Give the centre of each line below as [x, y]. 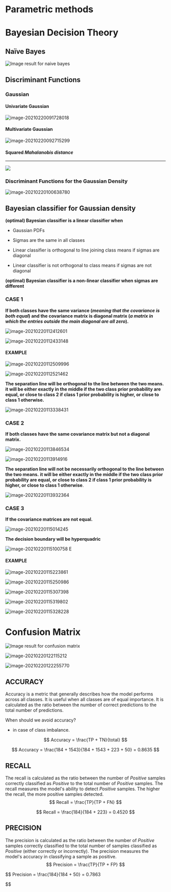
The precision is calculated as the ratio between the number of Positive [80, 840]
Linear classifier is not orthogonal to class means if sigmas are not [82, 265]
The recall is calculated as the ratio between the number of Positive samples [85, 778]
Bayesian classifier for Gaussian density [70, 208]
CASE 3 [15, 508]
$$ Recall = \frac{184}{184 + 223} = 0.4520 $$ [85, 812]
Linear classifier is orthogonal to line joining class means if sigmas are [86, 250]
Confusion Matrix [43, 632]
